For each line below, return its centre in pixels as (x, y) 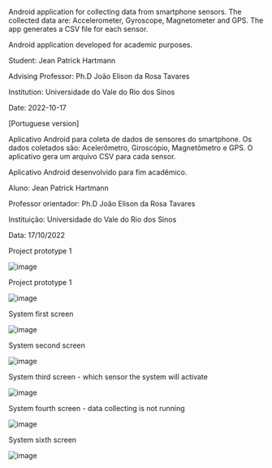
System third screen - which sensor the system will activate (108, 377)
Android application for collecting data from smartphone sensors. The (125, 12)
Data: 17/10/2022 (37, 235)
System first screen (41, 314)
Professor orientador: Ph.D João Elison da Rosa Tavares (102, 204)
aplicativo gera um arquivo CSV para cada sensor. (92, 156)
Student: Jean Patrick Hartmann (62, 61)
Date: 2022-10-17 (38, 108)
